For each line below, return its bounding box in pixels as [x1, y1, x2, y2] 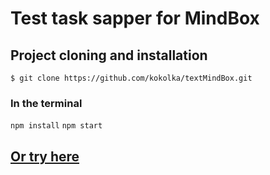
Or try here [10, 148, 80, 165]
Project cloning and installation [10, 47, 208, 64]
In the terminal [10, 96, 83, 110]
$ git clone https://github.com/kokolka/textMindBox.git [10, 73, 253, 83]
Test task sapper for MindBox [10, 7, 260, 30]
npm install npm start [10, 121, 103, 131]
